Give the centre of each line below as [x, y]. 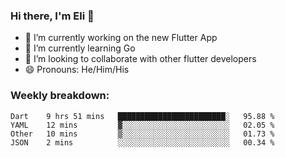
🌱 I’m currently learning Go [80, 48]
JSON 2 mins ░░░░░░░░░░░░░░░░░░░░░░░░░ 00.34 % [142, 142]
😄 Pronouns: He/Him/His [77, 70]
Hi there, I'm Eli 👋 [52, 16]
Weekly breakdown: [60, 96]
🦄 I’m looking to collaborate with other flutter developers [140, 59]
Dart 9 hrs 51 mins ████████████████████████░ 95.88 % [142, 116]
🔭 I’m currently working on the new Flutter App [121, 38]
